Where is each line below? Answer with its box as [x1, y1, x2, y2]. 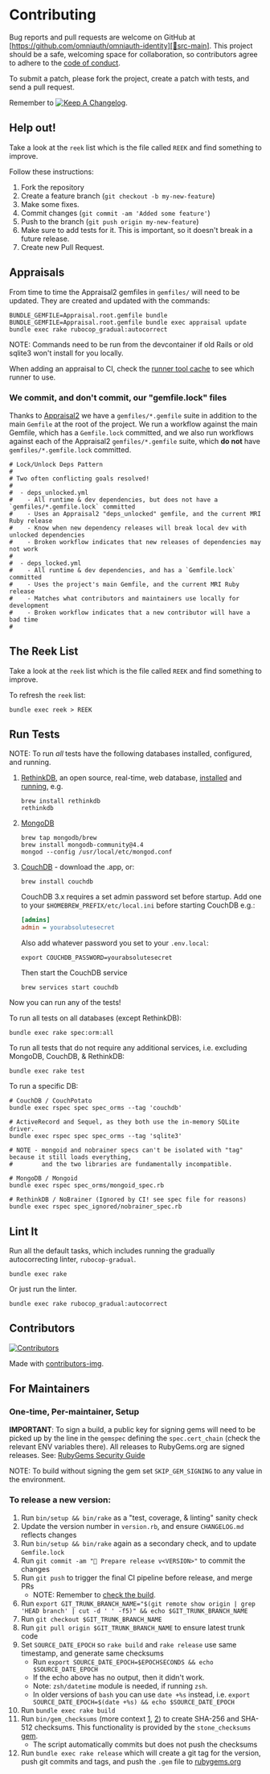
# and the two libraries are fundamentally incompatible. [9, 1161, 232, 1169]
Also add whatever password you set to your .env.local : [20, 938, 210, 948]
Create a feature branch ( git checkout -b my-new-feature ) [20, 191, 215, 201]
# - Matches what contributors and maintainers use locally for [9, 594, 240, 602]
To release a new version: [9, 1494, 112, 1506]
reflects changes [20, 1530, 77, 1539]
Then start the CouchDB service [20, 968, 128, 978]
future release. [20, 234, 70, 243]
